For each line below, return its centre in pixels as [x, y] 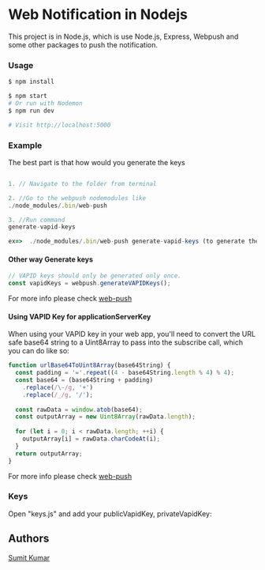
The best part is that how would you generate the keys [97, 162]
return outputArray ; [49, 453]
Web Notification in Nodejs [98, 15]
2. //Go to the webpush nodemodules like [77, 198]
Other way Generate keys [50, 259]
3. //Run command [37, 220]
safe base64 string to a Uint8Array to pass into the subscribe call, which [125, 342]
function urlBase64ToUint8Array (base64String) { [90, 365]
